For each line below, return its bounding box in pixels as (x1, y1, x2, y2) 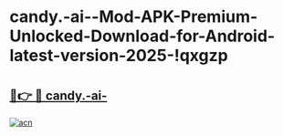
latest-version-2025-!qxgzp (9, 46, 228, 66)
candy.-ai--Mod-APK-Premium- (9, 6, 258, 27)
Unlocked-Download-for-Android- (9, 26, 276, 47)
